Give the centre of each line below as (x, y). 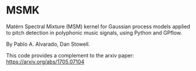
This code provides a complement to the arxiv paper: (70, 55)
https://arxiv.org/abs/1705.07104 (45, 62)
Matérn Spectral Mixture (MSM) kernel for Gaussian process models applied (98, 26)
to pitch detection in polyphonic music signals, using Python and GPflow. (94, 32)
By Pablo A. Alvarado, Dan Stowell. (48, 44)
